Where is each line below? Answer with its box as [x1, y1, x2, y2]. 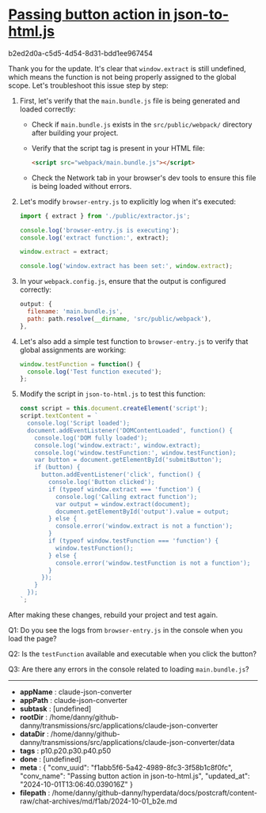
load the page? [8, 633, 57, 643]
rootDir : [19, 712, 48, 721]
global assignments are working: [19, 345, 127, 354]
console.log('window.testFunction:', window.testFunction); [34, 448, 237, 456]
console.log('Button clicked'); [48, 478, 155, 486]
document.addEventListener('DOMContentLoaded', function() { [27, 426, 234, 434]
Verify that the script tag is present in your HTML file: [31, 143, 205, 153]
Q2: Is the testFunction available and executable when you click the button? [8, 649, 257, 658]
